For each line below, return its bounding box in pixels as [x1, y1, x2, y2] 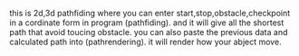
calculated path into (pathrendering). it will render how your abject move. [9, 36, 283, 47]
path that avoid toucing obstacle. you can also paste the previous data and [9, 27, 288, 37]
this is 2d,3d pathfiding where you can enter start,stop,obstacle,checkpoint [9, 8, 291, 18]
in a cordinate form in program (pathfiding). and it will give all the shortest [9, 17, 285, 28]
